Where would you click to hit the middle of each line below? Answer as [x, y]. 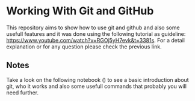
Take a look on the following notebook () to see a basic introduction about [97, 79]
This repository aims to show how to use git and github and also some [93, 27]
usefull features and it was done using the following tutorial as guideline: [96, 33]
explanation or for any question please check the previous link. [84, 47]
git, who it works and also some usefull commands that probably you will [96, 86]
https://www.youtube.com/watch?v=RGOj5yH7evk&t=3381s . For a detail [96, 40]
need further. [23, 92]
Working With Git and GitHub [80, 11]
